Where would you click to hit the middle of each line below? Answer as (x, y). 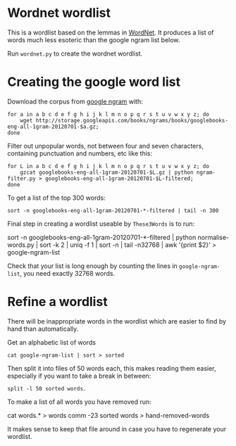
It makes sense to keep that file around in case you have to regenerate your (117, 429)
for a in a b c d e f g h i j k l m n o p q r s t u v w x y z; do (108, 114)
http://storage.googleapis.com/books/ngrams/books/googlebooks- (132, 120)
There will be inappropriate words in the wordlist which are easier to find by (117, 321)
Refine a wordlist (57, 302)
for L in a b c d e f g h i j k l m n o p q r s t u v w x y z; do (108, 166)
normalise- (213, 237)
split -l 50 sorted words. (47, 388)
